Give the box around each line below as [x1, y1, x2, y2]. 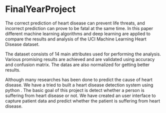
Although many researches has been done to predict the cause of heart [5, 76, 152, 82]
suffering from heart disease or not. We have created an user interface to [5, 92, 156, 98]
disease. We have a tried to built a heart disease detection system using [5, 81, 153, 88]
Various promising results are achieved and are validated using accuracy [5, 56, 155, 62]
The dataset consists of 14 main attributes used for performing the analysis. [5, 51, 161, 57]
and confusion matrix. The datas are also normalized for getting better [5, 61, 150, 67]
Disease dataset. [5, 41, 40, 47]
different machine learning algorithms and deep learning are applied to [5, 30, 151, 36]
